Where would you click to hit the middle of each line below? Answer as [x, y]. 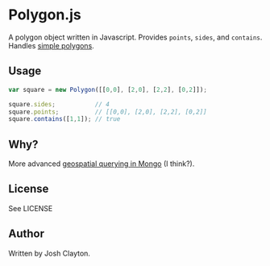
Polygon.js [45, 15]
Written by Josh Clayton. [50, 253]
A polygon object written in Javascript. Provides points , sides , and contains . [135, 37]
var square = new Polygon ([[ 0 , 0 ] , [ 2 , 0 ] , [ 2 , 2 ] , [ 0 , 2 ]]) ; [108, 89]
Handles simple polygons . [51, 45]
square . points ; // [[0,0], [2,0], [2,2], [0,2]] [108, 112]
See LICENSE [31, 208]
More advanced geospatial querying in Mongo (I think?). [102, 164]
